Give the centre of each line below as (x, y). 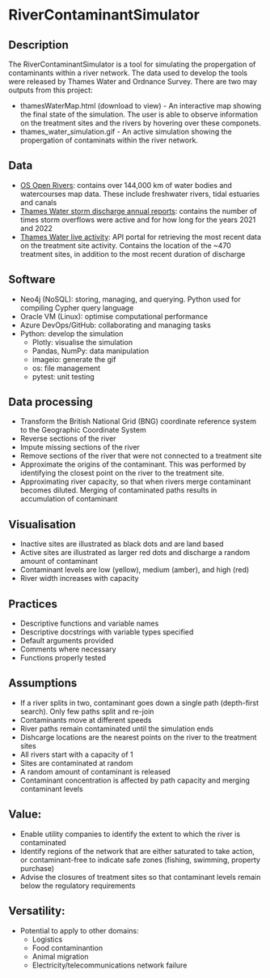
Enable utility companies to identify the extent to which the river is (130, 834)
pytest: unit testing (63, 376)
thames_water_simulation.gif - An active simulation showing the (126, 132)
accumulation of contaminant (69, 499)
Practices (33, 604)
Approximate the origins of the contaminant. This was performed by (133, 464)
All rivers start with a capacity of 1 (76, 754)
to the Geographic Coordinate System (83, 430)
